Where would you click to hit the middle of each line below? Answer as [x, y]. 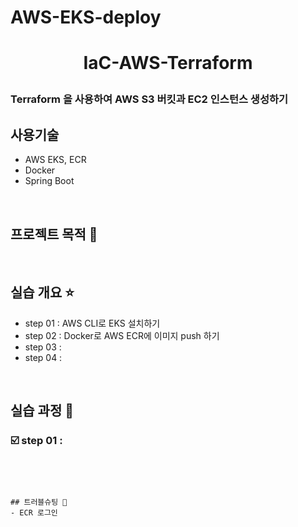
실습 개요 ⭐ [42, 292]
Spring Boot [49, 181]
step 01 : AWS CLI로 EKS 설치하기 [92, 323]
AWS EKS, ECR [55, 160]
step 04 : [43, 357]
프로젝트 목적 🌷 [54, 234]
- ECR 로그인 [34, 512]
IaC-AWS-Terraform [168, 63]
